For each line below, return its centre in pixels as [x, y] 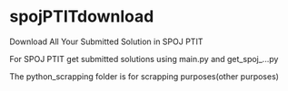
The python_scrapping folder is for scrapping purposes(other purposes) [144, 76]
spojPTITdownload [82, 17]
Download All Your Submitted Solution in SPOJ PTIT [106, 41]
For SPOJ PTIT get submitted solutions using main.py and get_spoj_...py [144, 59]
